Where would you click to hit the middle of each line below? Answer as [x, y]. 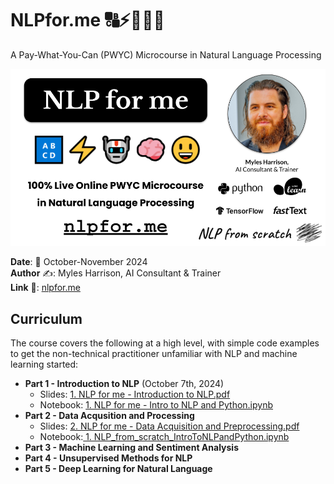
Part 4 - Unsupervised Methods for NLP [108, 458]
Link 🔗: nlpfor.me [45, 288]
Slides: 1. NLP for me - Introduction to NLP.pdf [135, 394]
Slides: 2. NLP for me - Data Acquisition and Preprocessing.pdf [169, 426]
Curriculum [46, 318]
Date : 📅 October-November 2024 [79, 262]
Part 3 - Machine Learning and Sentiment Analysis [131, 448]
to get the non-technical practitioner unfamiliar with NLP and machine [154, 354]
